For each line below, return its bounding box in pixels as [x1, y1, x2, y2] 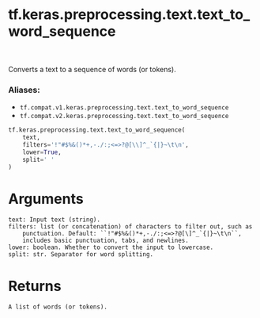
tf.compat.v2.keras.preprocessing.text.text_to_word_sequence [19, 113, 229, 121]
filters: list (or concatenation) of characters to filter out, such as [8, 223, 253, 231]
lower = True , [22, 148, 62, 156]
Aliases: [8, 84, 41, 95]
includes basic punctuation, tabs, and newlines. [22, 236, 190, 245]
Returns [8, 277, 62, 295]
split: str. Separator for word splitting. [8, 251, 154, 259]
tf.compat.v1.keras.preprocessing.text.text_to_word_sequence [19, 104, 229, 112]
